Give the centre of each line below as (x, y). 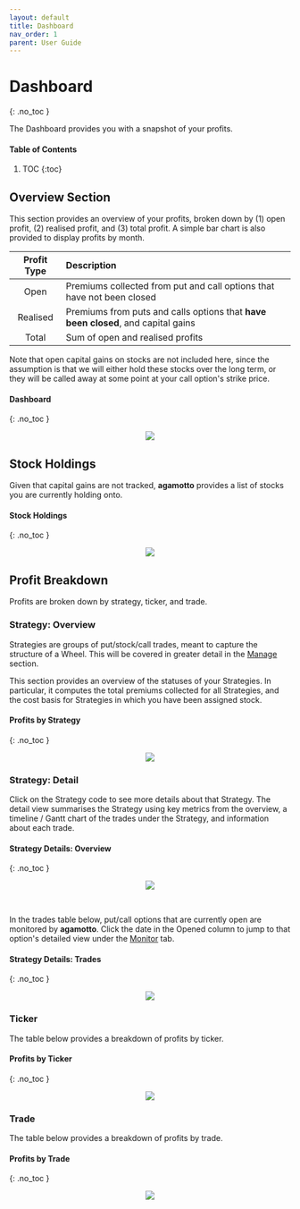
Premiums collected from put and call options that (170, 286)
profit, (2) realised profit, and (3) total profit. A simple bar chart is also (137, 228)
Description (91, 266)
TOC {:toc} (42, 169)
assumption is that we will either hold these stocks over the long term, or (143, 369)
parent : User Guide (46, 42)
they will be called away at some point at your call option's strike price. (140, 379)
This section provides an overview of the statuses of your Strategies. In (141, 681)
